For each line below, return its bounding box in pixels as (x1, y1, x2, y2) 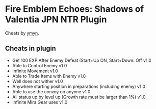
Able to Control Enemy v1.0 (12, 62, 67, 68)
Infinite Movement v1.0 (12, 68, 58, 74)
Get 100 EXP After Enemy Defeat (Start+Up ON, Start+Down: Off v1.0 (12, 57, 152, 63)
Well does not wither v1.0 (12, 78, 63, 84)
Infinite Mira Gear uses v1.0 (12, 99, 68, 105)
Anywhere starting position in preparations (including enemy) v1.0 (12, 83, 146, 89)
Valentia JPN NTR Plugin (5, 14, 107, 25)
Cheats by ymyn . (5, 30, 39, 36)
